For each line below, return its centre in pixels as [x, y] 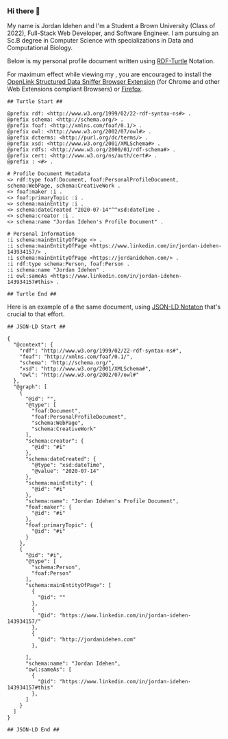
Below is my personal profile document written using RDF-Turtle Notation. [111, 61]
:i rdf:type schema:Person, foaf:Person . [68, 264]
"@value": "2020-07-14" [65, 471]
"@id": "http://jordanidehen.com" [87, 640]
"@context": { [33, 345]
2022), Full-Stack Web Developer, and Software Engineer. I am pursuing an [113, 33]
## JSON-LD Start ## [37, 327]
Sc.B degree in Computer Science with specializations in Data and [100, 41]
